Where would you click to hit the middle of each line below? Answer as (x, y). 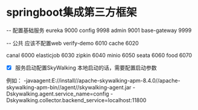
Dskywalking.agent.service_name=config (58, 94)
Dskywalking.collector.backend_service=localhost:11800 (76, 100)
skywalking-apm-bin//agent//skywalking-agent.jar (69, 87)
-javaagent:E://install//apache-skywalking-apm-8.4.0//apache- (102, 80)
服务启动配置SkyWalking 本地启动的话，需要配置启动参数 (86, 68)
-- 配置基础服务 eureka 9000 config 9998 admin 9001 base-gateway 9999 (99, 30)
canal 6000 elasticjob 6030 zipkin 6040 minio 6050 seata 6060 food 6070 (99, 55)
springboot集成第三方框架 (72, 12)
